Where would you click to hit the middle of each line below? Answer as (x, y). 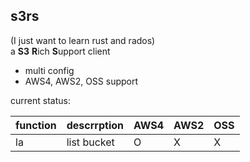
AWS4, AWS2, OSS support (81, 81)
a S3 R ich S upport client (60, 51)
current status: (40, 100)
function (36, 125)
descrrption (95, 125)
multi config (49, 70)
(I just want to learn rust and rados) (83, 40)
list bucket (90, 142)
